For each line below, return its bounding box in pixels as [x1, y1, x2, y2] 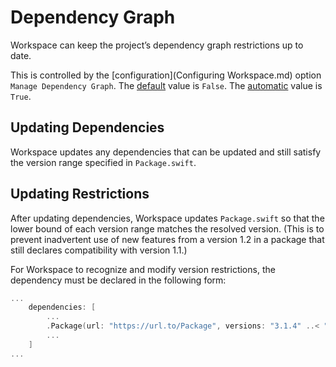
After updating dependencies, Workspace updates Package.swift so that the [10, 212, 325, 224]
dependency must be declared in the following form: [10, 274, 227, 286]
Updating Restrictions [10, 186, 150, 203]
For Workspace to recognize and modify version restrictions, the [10, 263, 276, 275]
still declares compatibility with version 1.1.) [10, 244, 188, 256]
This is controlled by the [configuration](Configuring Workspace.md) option [10, 69, 322, 81]
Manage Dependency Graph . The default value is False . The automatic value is [10, 79, 323, 91]
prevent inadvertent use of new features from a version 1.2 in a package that [10, 233, 325, 245]
